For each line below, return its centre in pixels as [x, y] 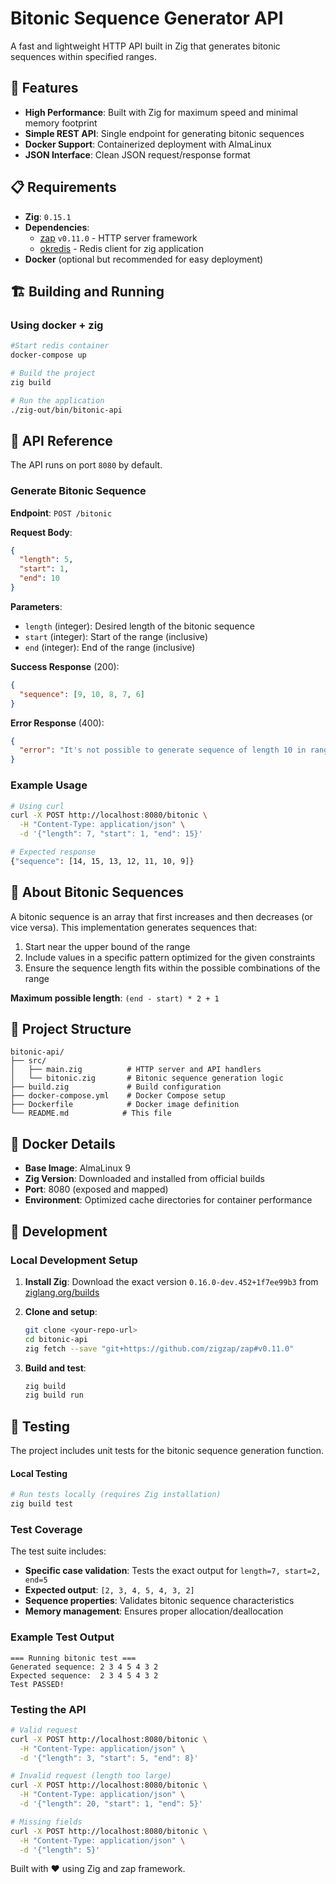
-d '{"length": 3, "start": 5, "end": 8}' [109, 1758]
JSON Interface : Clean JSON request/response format [137, 154]
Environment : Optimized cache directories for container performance [168, 1200]
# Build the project [53, 373]
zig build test [42, 1504]
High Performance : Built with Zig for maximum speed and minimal [161, 112]
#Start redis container [60, 346]
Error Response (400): [57, 723]
